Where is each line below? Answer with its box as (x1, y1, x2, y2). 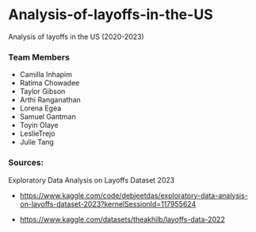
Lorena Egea (19, 103, 62, 113)
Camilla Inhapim (19, 70, 73, 79)
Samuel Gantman (19, 112, 77, 122)
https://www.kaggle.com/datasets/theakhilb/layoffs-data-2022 (19, 215, 226, 224)
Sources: (8, 157, 44, 168)
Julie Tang (19, 137, 54, 147)
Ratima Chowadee (19, 78, 80, 88)
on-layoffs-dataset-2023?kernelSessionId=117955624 (19, 199, 197, 208)
